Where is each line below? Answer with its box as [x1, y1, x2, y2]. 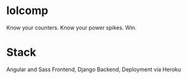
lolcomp [6, 4, 49, 18]
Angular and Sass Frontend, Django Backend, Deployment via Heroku [6, 66, 182, 73]
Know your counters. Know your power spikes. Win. [6, 24, 137, 31]
